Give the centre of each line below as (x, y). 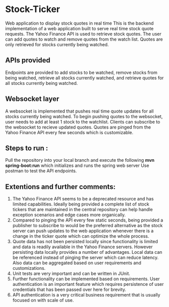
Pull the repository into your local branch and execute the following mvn (80, 160)
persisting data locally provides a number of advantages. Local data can (87, 252)
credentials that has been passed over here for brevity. (69, 289)
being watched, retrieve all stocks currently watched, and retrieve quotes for (84, 78)
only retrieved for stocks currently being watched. (57, 44)
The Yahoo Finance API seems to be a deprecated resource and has (83, 199)
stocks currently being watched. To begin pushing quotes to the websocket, (84, 116)
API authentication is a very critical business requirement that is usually (86, 295)
